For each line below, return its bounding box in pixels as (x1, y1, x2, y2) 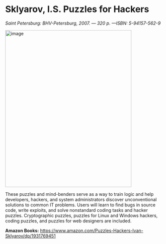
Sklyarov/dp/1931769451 (5, 232, 56, 239)
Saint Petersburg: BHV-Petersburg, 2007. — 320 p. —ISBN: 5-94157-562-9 (5, 20, 161, 26)
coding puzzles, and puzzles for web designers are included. (5, 217, 132, 224)
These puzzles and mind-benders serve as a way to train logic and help (5, 191, 154, 197)
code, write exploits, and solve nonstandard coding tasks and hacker (5, 207, 148, 213)
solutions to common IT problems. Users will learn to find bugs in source (5, 202, 156, 208)
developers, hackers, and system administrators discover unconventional (5, 196, 157, 202)
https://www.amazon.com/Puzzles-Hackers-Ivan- (40, 227, 143, 233)
